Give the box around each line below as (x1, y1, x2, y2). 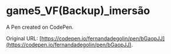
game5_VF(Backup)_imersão (6, 4, 150, 18)
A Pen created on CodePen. (6, 23, 74, 31)
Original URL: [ (6, 35, 42, 42)
